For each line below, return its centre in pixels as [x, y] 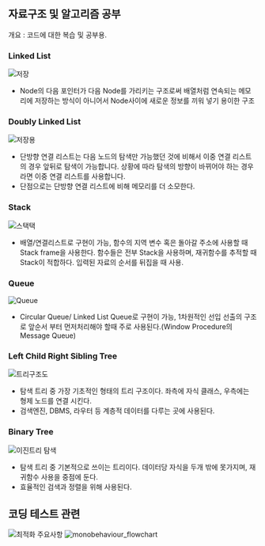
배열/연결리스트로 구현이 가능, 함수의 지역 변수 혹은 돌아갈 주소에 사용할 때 [134, 242]
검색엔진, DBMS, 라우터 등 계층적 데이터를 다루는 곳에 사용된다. [117, 411]
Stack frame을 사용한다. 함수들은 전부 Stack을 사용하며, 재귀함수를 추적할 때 [138, 252]
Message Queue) [48, 336]
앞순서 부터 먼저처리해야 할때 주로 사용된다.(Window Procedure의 [131, 326]
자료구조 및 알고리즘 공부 [64, 14]
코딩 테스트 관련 [44, 514]
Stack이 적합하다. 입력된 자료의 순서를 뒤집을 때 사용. [102, 262]
